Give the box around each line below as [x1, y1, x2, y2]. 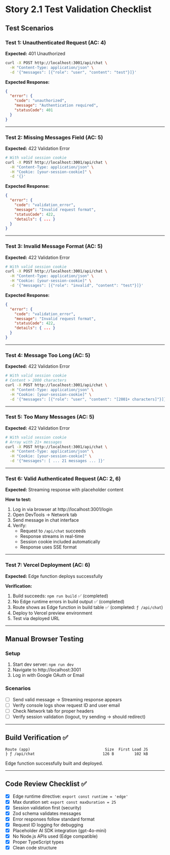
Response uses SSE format [20, 544, 77, 550]
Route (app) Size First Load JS [5, 747, 148, 752]
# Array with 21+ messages [5, 439, 62, 444]
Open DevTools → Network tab [12, 511, 77, 518]
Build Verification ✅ [5, 733, 68, 742]
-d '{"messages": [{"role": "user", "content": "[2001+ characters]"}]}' [10, 397, 168, 402]
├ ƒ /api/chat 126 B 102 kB [5, 751, 148, 757]
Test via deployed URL [12, 615, 60, 621]
